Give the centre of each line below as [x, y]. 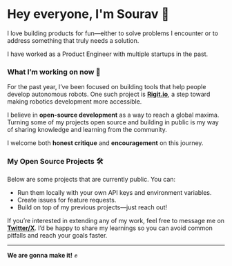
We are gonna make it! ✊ [42, 255]
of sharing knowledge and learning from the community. [87, 130]
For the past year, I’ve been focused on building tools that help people [107, 87]
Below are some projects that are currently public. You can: [91, 179]
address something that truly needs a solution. [73, 40]
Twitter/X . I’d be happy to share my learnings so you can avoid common [110, 228]
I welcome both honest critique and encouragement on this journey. [105, 143]
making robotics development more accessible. [75, 102]
